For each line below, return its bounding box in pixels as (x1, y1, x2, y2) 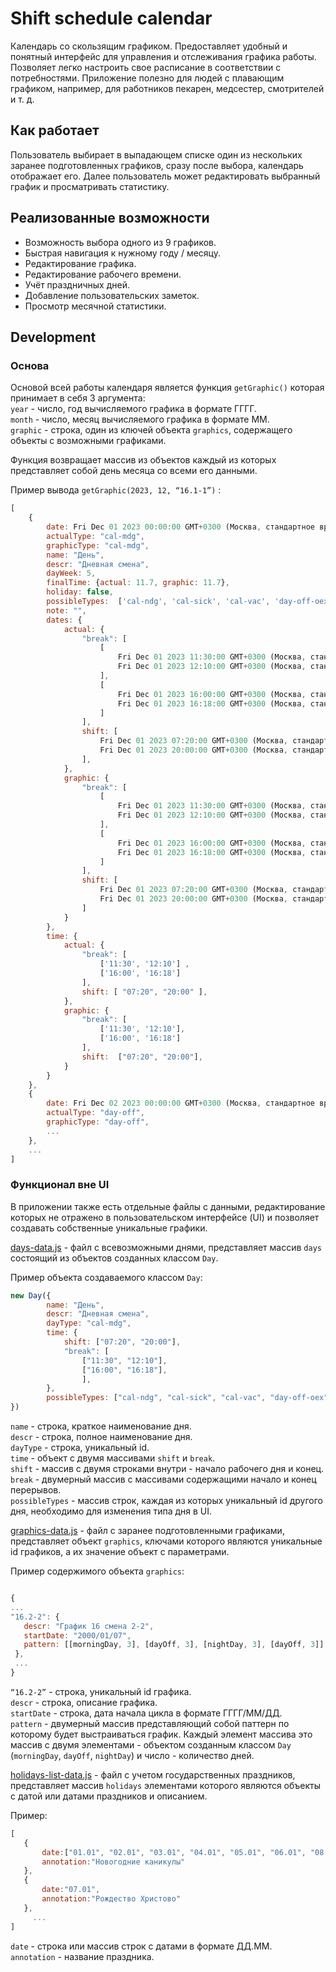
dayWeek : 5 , (46, 568, 97, 579)
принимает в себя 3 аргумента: (10, 392, 146, 404)
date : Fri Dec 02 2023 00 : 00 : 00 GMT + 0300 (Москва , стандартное (46, 1098, 315, 1109)
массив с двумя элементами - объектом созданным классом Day (10, 1738, 292, 1751)
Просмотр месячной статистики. (24, 300, 167, 312)
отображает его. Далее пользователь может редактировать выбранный (10, 170, 321, 182)
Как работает (10, 122, 100, 139)
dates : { (46, 615, 83, 625)
